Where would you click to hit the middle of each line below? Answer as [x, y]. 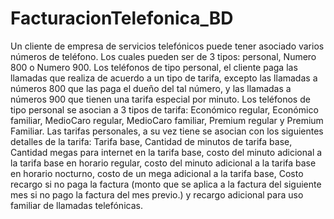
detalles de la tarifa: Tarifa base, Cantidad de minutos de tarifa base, [151, 141]
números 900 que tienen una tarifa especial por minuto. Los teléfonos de [160, 99]
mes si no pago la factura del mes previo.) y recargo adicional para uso [157, 194]
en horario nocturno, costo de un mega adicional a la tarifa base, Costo [157, 173]
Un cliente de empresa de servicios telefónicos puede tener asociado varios [167, 46]
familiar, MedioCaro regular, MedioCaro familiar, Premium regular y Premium [167, 120]
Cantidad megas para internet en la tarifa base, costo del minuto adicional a [166, 152]
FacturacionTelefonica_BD [122, 18]
